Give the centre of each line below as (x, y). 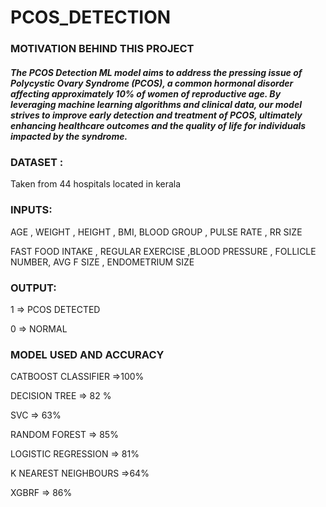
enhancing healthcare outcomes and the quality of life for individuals (158, 125)
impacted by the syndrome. (69, 136)
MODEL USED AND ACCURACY (87, 354)
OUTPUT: (33, 288)
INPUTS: (31, 210)
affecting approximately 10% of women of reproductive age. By (146, 93)
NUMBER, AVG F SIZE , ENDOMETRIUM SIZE (102, 262)
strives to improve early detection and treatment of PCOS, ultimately (156, 115)
